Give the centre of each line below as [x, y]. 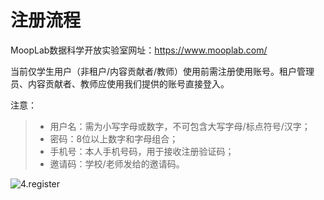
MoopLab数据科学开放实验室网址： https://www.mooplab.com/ [139, 50]
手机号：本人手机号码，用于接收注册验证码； [142, 151]
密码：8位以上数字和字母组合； [114, 138]
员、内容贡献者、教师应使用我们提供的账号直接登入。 [120, 83]
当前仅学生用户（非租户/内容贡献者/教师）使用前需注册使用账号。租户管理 [162, 71]
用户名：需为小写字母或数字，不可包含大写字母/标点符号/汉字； [180, 126]
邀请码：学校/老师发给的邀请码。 [117, 163]
